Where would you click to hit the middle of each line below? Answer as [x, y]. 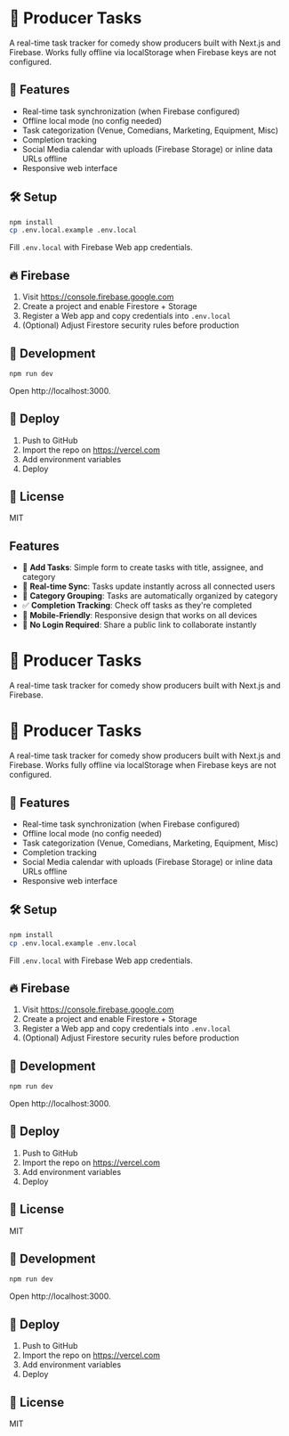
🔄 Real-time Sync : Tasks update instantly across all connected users [149, 586]
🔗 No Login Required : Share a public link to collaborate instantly [139, 625]
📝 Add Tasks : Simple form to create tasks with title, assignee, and [143, 567]
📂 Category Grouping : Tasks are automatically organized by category [150, 596]
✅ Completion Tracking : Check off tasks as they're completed [137, 606]
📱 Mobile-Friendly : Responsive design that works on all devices [140, 616]
